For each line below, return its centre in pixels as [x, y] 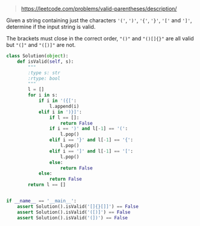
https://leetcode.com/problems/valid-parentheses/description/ [99, 9]
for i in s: [43, 95]
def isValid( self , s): [45, 61]
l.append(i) [64, 106]
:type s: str [44, 73]
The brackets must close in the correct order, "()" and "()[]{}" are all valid [100, 38]
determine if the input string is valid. [51, 27]
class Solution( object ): [37, 56]
